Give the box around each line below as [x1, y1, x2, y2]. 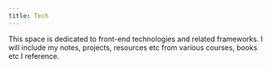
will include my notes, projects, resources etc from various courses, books [8, 42, 258, 52]
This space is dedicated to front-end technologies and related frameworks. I [8, 34, 264, 44]
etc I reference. [8, 51, 60, 61]
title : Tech [8, 11, 49, 20]
